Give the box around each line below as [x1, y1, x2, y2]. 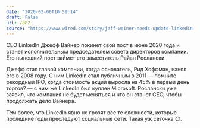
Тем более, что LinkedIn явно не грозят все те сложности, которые [6, 109, 177, 116]
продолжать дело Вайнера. [6, 98, 76, 105]
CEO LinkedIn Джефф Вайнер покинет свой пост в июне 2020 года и [6, 42, 180, 49]
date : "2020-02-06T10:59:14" [6, 8, 79, 15]
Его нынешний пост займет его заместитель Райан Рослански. [6, 54, 167, 61]
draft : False [6, 14, 39, 20]
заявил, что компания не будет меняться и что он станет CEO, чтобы [6, 91, 182, 98]
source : [6, 25, 26, 32]
